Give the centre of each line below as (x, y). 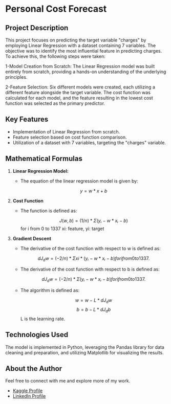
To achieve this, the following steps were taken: (56, 56)
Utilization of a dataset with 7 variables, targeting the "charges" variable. (89, 142)
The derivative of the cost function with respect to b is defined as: (90, 270)
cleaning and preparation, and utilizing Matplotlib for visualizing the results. (84, 352)
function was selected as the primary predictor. (55, 103)
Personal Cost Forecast (56, 9)
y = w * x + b (94, 191)
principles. (16, 77)
